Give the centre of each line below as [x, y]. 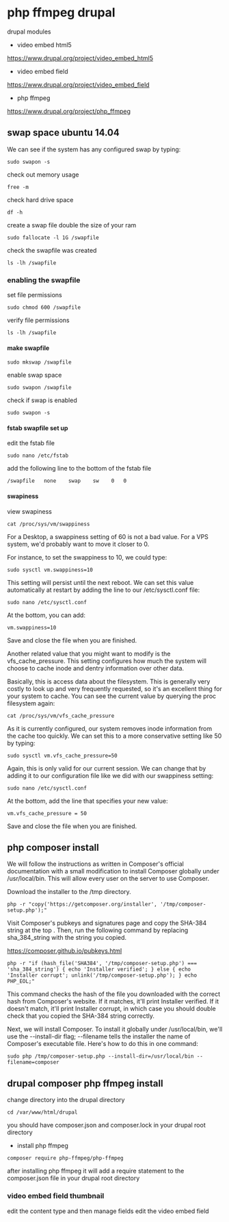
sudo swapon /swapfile [39, 388]
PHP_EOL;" [21, 982]
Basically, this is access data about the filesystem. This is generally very [109, 681]
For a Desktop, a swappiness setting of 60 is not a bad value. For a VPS [108, 536]
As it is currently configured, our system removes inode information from [110, 728]
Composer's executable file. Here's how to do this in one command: [103, 1044]
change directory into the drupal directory [66, 1100]
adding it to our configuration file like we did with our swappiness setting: [110, 775]
